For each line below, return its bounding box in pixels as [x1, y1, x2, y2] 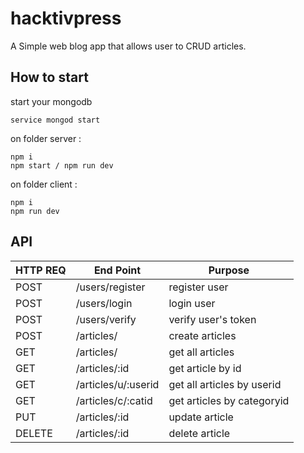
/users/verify [75, 312, 137, 326]
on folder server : [10, 132, 82, 144]
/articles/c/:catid [75, 393, 153, 407]
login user [168, 296, 216, 310]
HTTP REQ [15, 263, 67, 277]
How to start [10, 69, 89, 86]
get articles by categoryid [168, 393, 290, 407]
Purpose [208, 263, 250, 277]
